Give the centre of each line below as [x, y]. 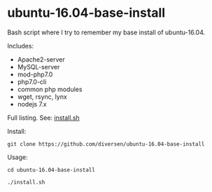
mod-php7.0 [35, 74]
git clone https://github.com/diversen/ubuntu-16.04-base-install [106, 144]
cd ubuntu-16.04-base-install [51, 170]
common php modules [50, 89]
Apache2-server [41, 59]
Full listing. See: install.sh [44, 118]
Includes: [20, 46]
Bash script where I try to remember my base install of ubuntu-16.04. [106, 32]
